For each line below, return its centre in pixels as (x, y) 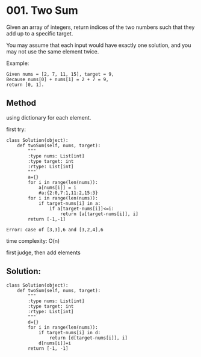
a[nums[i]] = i (57, 188)
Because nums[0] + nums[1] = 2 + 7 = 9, (58, 79)
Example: (18, 63)
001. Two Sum (42, 11)
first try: (16, 129)
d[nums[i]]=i (54, 343)
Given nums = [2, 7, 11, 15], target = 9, (60, 74)
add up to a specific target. (40, 33)
